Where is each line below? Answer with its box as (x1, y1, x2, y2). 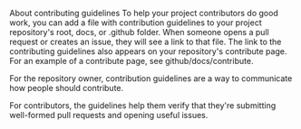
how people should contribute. (9, 83, 124, 93)
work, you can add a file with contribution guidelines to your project (9, 17, 262, 28)
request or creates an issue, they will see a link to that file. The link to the (9, 36, 282, 47)
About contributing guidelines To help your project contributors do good (9, 8, 278, 18)
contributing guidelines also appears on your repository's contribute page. (9, 46, 287, 57)
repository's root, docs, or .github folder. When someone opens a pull (9, 27, 269, 37)
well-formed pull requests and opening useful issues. (9, 110, 209, 120)
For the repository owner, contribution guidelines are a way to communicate (9, 73, 293, 84)
